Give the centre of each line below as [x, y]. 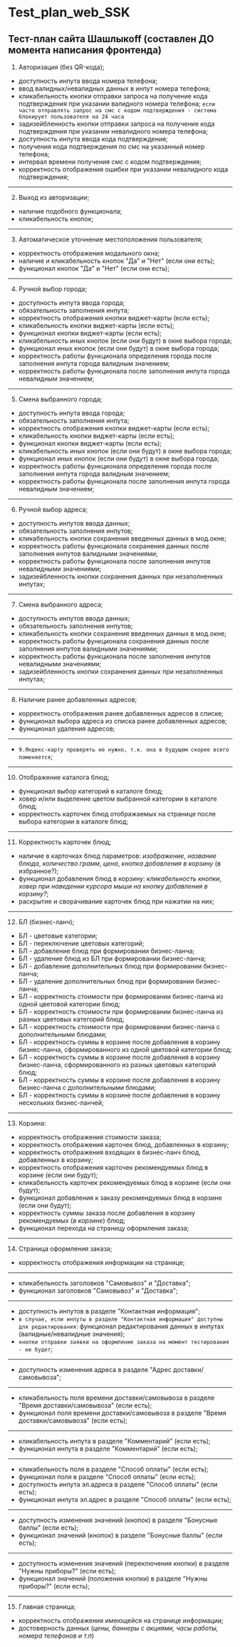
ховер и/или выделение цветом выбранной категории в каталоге [118, 799]
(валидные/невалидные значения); [72, 1334]
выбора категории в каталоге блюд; [73, 821]
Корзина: [32, 1123]
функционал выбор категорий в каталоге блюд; [90, 791]
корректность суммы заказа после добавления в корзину [106, 1213]
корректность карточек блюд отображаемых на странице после [117, 814]
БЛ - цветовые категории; [58, 936]
